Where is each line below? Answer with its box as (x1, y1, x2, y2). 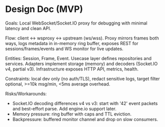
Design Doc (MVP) (5, 3, 83, 15)
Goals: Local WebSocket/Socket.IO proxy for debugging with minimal (5, 20, 147, 26)
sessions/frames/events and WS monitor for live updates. (5, 45, 123, 51)
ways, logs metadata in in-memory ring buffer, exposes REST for (5, 40, 138, 46)
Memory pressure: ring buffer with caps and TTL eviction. (12, 111, 131, 117)
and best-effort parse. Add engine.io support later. (12, 105, 116, 111)
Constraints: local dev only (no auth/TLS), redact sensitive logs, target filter (5, 75, 160, 81)
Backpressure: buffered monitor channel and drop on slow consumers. (12, 116, 158, 122)
